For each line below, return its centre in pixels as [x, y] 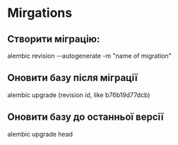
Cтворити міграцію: [54, 39]
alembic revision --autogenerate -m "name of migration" [89, 56]
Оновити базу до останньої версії [85, 117]
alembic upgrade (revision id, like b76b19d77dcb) [79, 95]
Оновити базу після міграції [72, 78]
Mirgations [40, 13]
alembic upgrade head [40, 134]
